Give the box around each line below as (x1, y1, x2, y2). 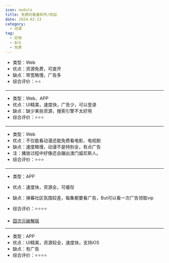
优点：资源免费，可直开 (12, 65, 61, 72)
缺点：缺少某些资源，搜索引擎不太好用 (12, 108, 92, 114)
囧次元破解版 (12, 218, 39, 224)
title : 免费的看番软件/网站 (5, 12, 57, 17)
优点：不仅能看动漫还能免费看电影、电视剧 (12, 137, 101, 144)
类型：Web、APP (12, 95, 49, 101)
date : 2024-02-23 (5, 17, 42, 22)
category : (5, 21, 26, 27)
